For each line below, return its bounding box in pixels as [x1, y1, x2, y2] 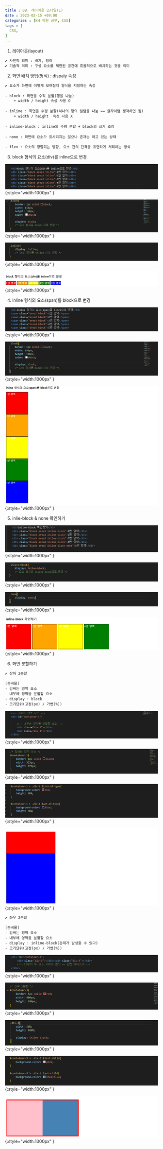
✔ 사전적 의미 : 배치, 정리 [5, 58, 52, 63]
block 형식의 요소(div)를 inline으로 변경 [12, 154, 87, 160]
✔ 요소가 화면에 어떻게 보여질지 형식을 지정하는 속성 [5, 83, 96, 88]
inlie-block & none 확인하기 [12, 515, 65, 521]
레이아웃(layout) [12, 48, 44, 53]
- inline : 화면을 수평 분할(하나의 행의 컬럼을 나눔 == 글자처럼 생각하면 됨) [5, 109, 144, 114]
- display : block [5, 696, 42, 702]
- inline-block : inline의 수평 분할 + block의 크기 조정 [5, 124, 114, 129]
